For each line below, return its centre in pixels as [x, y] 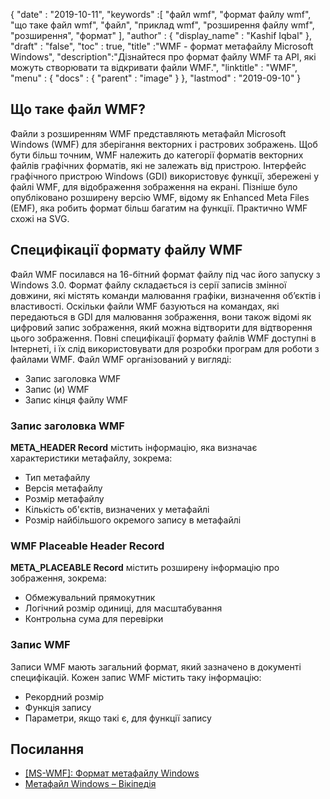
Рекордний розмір [64, 696]
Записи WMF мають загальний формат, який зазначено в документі [156, 666]
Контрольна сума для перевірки [94, 619]
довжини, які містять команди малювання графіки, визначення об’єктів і [165, 295]
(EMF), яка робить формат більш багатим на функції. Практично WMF [159, 208]
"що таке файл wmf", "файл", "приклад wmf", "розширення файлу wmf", [162, 25]
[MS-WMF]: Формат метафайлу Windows [112, 773]
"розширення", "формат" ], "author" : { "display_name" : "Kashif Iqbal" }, [161, 35]
